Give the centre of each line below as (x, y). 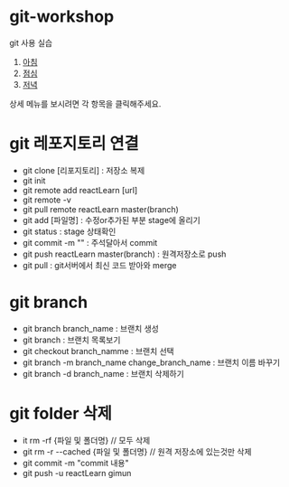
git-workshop (62, 17)
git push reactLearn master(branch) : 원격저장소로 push (124, 254)
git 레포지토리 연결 (75, 144)
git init (34, 180)
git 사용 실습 (31, 42)
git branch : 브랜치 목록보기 (71, 340)
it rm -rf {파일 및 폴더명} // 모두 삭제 (86, 440)
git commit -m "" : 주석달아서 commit (90, 242)
